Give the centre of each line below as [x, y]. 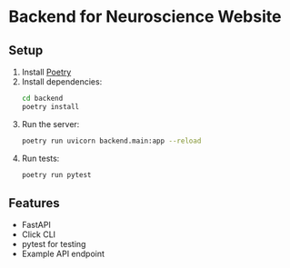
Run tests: [40, 158]
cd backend [42, 98]
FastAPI [36, 225]
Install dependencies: [62, 82]
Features [34, 203]
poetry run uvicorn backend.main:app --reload [111, 141]
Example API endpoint [63, 254]
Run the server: [50, 124]
